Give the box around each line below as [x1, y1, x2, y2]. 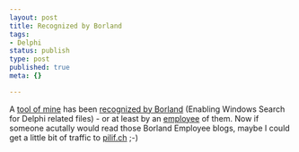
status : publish [9, 46, 70, 55]
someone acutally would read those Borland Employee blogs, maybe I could [9, 122, 290, 133]
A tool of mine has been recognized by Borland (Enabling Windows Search [9, 104, 286, 114]
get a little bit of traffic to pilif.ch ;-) [9, 131, 139, 143]
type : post [9, 55, 50, 63]
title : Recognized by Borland [9, 21, 123, 30]
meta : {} [9, 72, 42, 80]
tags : [9, 30, 30, 38]
